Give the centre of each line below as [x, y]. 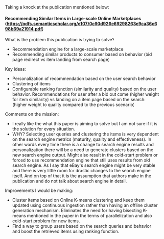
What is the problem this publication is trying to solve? [60, 40]
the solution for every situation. [44, 129]
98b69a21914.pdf [24, 28]
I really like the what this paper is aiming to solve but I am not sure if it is [85, 124]
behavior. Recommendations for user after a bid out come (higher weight [85, 94]
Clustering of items [31, 84]
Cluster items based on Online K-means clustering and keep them [78, 200]
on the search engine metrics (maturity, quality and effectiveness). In [82, 139]
